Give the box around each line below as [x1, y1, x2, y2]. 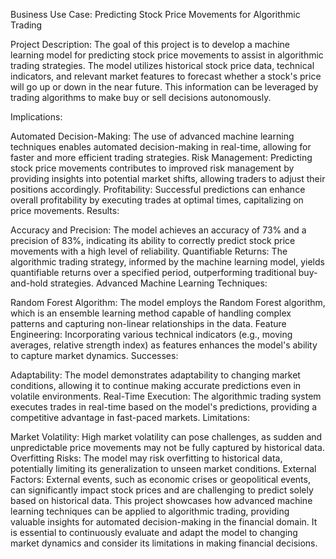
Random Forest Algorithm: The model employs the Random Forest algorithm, [10, 297, 326, 308]
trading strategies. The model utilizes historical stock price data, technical [10, 60, 315, 71]
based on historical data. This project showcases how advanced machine [10, 495, 313, 506]
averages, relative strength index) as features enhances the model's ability [10, 339, 318, 351]
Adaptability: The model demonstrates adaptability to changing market [10, 369, 301, 381]
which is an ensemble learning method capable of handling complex [10, 307, 292, 319]
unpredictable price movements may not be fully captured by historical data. [10, 442, 325, 453]
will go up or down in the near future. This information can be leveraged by [10, 81, 319, 93]
